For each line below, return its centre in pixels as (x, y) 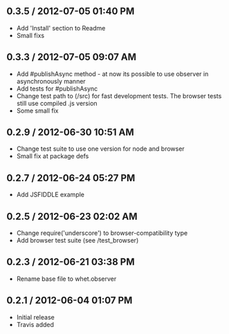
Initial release (35, 317)
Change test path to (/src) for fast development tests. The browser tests (119, 95)
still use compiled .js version (57, 103)
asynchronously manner (51, 81)
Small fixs (30, 35)
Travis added (35, 324)
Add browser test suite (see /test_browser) (77, 241)
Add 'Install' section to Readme (61, 28)
